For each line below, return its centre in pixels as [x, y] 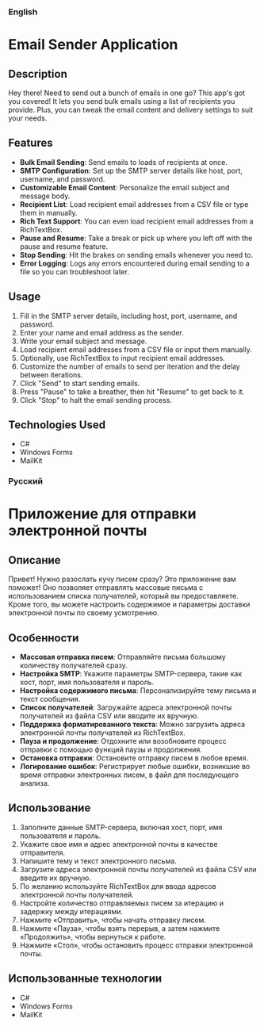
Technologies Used [57, 425]
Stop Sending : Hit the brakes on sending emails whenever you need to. [136, 255]
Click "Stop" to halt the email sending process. [96, 400]
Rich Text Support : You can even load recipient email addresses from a [136, 221]
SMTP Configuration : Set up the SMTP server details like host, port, [131, 170]
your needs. [28, 118]
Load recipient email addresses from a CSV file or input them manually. [136, 349]
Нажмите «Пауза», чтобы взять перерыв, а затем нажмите [120, 928]
